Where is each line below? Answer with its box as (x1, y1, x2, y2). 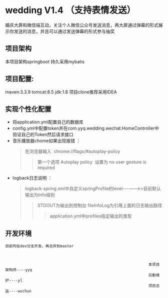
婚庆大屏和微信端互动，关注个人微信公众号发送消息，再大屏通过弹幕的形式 (5, 22, 158, 28)
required (37, 164, 55, 170)
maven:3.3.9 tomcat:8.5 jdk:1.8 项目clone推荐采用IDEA (5, 88, 117, 95)
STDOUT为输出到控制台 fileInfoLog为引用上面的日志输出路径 (37, 202, 162, 208)
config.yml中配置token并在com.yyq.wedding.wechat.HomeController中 (12, 125, 159, 131)
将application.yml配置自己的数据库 (12, 119, 83, 125)
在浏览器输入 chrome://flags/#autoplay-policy (24, 148, 120, 154)
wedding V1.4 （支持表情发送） (5, 4, 136, 16)
